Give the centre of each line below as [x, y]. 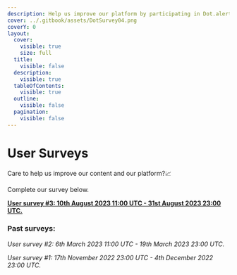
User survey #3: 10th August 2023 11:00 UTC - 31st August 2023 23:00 [114, 203]
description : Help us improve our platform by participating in [104, 14]
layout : [19, 33]
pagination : [31, 112]
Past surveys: [31, 229]
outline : [26, 99]
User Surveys [48, 153]
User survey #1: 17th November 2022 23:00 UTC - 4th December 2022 [110, 257]
